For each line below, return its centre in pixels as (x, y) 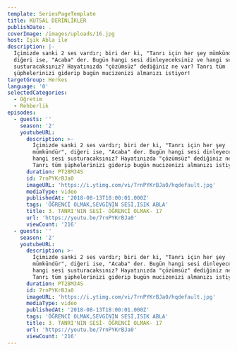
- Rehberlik (31, 106)
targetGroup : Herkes (38, 80)
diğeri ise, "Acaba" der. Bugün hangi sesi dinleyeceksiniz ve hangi (118, 60)
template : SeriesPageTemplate (52, 14)
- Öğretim (28, 100)
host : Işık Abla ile (38, 40)
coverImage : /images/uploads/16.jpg (61, 34)
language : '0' (28, 86)
